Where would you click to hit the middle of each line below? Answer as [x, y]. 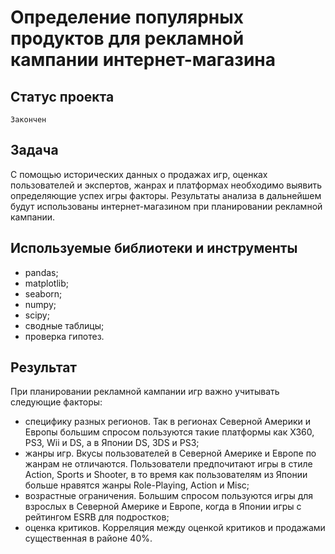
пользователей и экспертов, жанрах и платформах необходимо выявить [166, 185]
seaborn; [43, 293]
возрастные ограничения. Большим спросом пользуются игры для [169, 496]
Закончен [28, 120]
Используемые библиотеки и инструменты [154, 248]
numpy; [40, 304]
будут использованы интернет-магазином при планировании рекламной [166, 206]
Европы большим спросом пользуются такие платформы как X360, [169, 432]
